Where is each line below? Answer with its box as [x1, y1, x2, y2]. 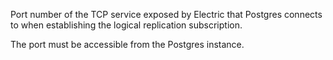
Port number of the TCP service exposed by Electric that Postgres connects [10, 9, 323, 20]
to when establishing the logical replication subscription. [10, 19, 243, 31]
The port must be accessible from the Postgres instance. [10, 39, 245, 50]
